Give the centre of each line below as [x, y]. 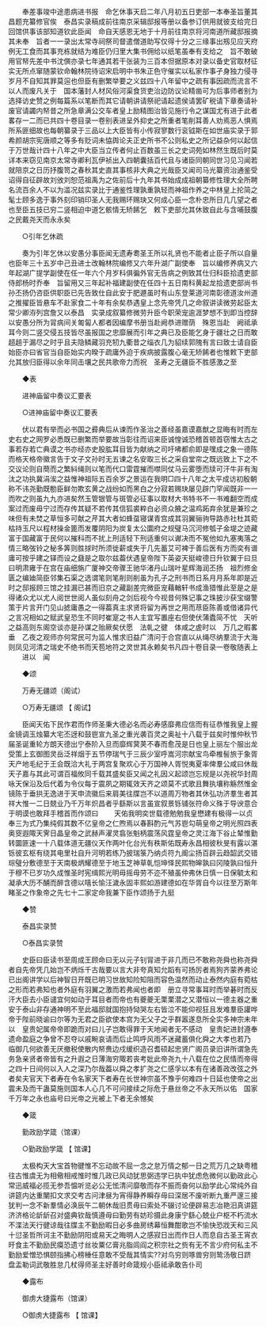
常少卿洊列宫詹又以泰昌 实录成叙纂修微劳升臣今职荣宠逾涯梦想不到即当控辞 [133, 312]
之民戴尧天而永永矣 [40, 219]
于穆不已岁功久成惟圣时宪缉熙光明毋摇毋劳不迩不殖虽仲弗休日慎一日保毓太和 [133, 873]
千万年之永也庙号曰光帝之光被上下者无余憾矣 [81, 1098]
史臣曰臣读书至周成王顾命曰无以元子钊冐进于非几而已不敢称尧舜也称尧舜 [140, 960]
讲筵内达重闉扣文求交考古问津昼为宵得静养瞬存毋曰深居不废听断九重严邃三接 [133, 1195]
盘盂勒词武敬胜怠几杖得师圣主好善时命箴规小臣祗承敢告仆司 [105, 1264]
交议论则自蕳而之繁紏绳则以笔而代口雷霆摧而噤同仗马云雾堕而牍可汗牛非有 [129, 469]
